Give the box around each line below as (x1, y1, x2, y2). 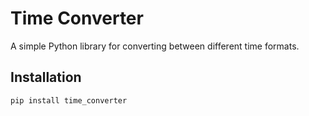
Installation (10, 69, 82, 86)
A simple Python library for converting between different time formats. (10, 40, 300, 52)
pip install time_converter (10, 95, 128, 106)
